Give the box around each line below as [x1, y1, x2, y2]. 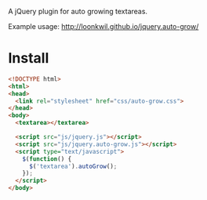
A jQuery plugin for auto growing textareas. [8, 7, 147, 16]
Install [8, 49, 49, 67]
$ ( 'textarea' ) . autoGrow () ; [28, 162, 118, 170]
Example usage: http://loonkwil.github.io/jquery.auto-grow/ [8, 22, 199, 31]
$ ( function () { [22, 155, 72, 163]
